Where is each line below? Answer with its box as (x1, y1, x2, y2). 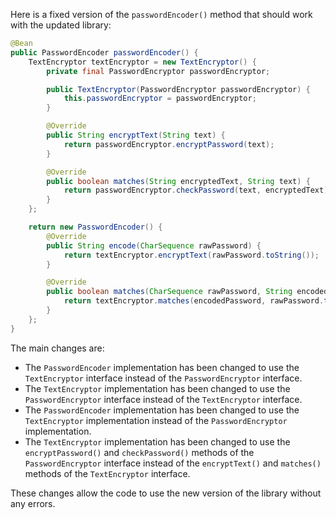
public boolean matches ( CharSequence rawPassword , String (46, 287, 293, 297)
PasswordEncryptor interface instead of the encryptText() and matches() (24, 457, 322, 469)
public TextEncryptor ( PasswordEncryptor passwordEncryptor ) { (46, 84, 311, 94)
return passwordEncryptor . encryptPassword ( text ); (63, 139, 275, 149)
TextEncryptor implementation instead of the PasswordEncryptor (24, 414, 288, 426)
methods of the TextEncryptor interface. (24, 467, 191, 479)
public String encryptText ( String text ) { (46, 130, 226, 140)
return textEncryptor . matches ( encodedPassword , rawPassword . (63, 296, 325, 306)
